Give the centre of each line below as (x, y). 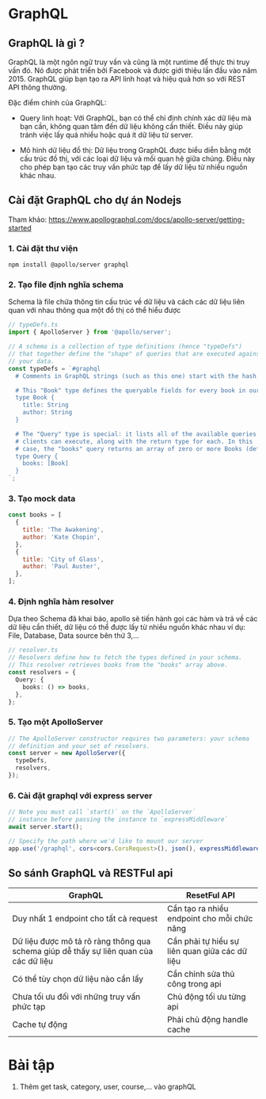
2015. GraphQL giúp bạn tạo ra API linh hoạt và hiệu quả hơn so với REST (127, 79)
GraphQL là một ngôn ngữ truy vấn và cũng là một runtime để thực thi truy (129, 62)
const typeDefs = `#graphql (55, 368)
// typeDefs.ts (33, 325)
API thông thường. (38, 87)
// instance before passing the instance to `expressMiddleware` (118, 820)
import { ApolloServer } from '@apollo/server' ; (90, 332)
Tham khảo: (28, 219)
